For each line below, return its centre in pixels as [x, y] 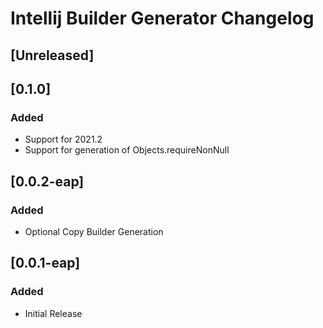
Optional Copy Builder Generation [94, 231]
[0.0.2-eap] [47, 181]
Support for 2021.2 [63, 139]
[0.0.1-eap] [45, 263]
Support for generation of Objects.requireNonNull [127, 150]
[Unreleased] [52, 55]
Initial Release [53, 313]
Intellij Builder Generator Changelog [162, 18]
